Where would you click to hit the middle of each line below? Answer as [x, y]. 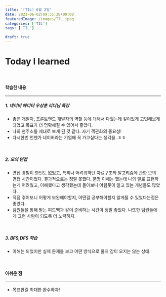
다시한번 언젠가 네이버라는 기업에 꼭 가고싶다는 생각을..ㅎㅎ [69, 138]
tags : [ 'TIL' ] [20, 28]
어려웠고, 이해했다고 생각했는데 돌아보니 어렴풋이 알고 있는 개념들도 [86, 185]
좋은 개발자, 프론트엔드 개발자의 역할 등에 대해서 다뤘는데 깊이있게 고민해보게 [86, 119]
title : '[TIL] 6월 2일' [28, 10]
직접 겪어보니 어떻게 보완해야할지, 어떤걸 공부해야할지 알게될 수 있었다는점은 [85, 198]
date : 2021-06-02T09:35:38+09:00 [40, 14]
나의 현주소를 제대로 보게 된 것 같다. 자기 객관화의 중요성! [67, 131]
